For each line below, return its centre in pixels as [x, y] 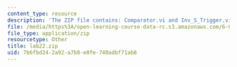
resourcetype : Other [38, 40]
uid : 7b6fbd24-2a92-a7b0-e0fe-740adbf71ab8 [72, 53]
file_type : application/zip [49, 33]
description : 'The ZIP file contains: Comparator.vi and [93, 20]
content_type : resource [42, 14]
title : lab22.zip [33, 46]
